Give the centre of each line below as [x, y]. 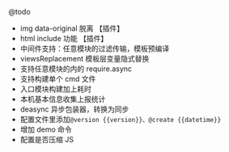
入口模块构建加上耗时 [55, 89]
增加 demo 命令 [46, 129]
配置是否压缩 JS [47, 139]
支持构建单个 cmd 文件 [58, 79]
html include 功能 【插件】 [64, 38]
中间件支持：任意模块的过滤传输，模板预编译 [95, 49]
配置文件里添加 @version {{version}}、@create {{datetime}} [121, 119]
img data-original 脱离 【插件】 [72, 28]
